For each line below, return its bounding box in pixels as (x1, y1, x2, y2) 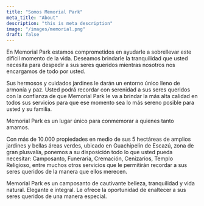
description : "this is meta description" (6, 20, 113, 26)
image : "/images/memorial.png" (6, 26, 86, 32)
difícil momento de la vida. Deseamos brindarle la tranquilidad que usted (6, 55, 188, 62)
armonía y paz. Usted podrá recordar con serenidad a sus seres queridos (6, 86, 191, 93)
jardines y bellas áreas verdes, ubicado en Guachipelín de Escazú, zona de (6, 142, 194, 149)
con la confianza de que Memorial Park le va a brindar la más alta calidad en (6, 93, 198, 100)
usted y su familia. (6, 105, 52, 113)
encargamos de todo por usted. (6, 68, 86, 75)
